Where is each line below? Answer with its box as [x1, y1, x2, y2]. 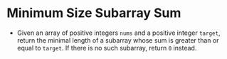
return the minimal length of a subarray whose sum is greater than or [16, 36, 219, 44]
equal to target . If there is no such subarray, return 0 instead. [16, 43, 197, 52]
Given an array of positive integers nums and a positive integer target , [16, 28, 221, 37]
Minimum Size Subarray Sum [6, 5, 181, 21]
